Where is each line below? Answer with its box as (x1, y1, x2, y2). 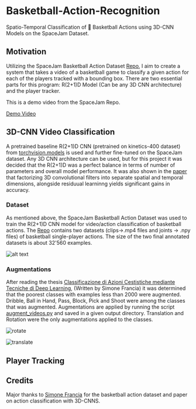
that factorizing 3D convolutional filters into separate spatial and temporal (6, 174, 183, 181)
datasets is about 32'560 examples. (6, 239, 92, 246)
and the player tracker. (6, 87, 60, 94)
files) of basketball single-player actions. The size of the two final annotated (6, 233, 190, 240)
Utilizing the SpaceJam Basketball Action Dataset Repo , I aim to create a (6, 62, 180, 69)
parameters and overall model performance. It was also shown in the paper (6, 167, 187, 174)
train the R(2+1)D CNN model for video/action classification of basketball (6, 220, 181, 227)
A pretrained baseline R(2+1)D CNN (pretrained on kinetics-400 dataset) (6, 143, 181, 150)
